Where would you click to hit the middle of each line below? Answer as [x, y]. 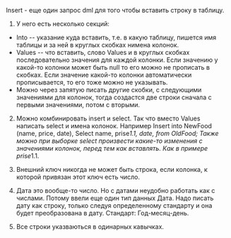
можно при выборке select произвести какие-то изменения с [109, 141]
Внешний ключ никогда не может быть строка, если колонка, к [112, 169]
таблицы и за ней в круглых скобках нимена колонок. [97, 45]
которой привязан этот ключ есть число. [78, 177]
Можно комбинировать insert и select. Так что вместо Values [108, 118]
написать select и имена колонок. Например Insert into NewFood [114, 126]
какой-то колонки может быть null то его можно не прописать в [113, 67]
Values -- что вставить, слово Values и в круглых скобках [103, 52]
